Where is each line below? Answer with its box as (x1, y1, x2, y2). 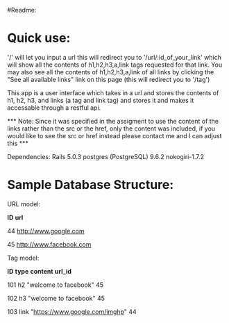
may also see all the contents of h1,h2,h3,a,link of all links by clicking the (7, 67, 214, 76)
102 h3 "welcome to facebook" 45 (7, 294, 105, 302)
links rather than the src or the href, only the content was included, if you (7, 124, 216, 133)
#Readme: (7, 6, 37, 14)
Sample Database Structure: (7, 177, 174, 193)
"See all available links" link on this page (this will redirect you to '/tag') (7, 75, 210, 83)
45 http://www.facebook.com (7, 240, 92, 249)
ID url (7, 213, 24, 222)
